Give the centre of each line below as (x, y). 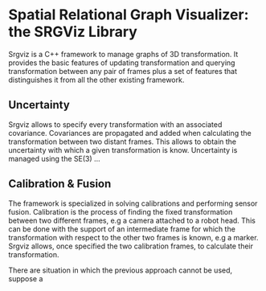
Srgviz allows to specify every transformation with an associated (115, 124)
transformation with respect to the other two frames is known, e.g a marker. (133, 237)
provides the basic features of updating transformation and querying (122, 63)
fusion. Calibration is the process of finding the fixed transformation (121, 211)
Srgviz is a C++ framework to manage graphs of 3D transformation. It (123, 54)
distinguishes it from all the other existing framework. (96, 80)
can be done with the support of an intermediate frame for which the (122, 229)
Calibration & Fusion (60, 184)
